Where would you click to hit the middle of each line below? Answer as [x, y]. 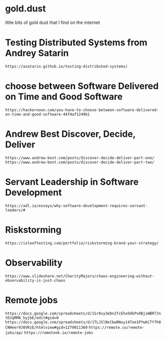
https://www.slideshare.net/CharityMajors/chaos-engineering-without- [80, 276]
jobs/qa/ [14, 333]
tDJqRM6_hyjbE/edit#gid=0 [32, 318]
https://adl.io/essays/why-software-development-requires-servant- [77, 206]
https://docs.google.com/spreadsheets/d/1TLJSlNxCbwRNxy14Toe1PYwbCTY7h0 [83, 322]
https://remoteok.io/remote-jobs [59, 333]
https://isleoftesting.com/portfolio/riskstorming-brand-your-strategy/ [82, 243]
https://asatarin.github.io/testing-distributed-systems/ [66, 66]
